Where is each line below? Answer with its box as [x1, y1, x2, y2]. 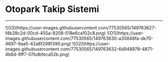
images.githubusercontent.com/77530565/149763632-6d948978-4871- [5, 46, 154, 52]
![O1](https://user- [106, 30, 144, 36]
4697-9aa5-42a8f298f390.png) [5, 40, 71, 46]
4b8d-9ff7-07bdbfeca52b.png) [5, 51, 70, 57]
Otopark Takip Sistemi [5, 3, 99, 15]
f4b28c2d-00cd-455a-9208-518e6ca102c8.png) [5, 30, 106, 36]
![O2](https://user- [72, 40, 110, 46]
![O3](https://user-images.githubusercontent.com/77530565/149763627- [5, 24, 156, 30]
